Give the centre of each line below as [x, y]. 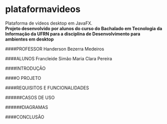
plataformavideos [43, 9]
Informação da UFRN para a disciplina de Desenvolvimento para [73, 34]
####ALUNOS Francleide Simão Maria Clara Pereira [59, 58]
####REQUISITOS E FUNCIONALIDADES [47, 88]
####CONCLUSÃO [25, 117]
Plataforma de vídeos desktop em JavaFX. [49, 23]
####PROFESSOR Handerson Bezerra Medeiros [55, 49]
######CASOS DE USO [30, 97]
